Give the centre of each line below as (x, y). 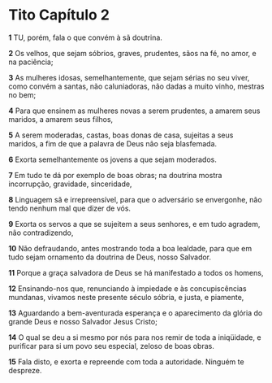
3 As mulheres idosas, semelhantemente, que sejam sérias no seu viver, (129, 77)
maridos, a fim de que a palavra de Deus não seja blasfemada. (113, 143)
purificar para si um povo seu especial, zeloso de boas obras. (112, 346)
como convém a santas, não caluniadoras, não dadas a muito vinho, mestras (136, 86)
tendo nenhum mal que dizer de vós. (70, 208)
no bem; (22, 94)
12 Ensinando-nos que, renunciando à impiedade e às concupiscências (127, 288)
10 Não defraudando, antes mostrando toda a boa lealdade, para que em (130, 248)
